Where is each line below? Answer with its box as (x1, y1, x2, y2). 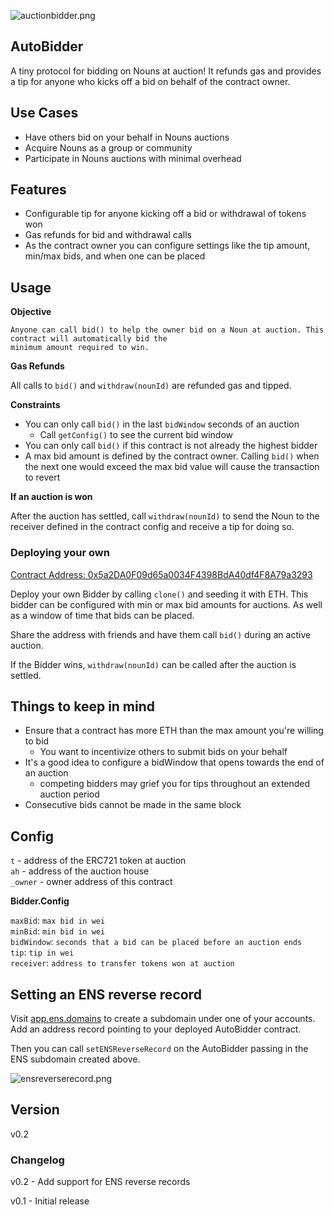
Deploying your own (10, 546, 110, 560)
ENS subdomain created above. (10, 1053, 141, 1065)
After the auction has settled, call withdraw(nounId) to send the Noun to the (10, 510, 320, 522)
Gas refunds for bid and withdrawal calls (24, 229, 192, 241)
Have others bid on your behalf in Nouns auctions (24, 131, 230, 143)
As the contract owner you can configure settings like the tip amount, (24, 240, 311, 252)
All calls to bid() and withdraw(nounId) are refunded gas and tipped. (10, 380, 292, 392)
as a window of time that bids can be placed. (10, 609, 195, 621)
